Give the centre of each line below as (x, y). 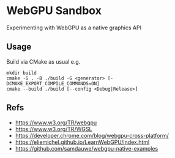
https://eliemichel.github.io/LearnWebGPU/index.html (82, 142)
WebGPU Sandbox (54, 11)
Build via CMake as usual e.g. (43, 61)
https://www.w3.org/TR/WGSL (54, 129)
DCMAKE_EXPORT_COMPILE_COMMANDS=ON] (53, 83)
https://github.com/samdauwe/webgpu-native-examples (87, 148)
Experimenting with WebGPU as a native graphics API (74, 28)
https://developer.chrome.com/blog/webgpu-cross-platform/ (92, 135)
